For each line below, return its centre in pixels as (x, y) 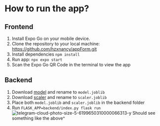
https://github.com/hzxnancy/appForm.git (54, 49)
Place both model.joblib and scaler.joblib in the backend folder (78, 102)
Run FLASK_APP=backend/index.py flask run (56, 108)
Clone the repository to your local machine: (56, 44)
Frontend (19, 27)
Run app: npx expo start (37, 59)
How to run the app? (47, 9)
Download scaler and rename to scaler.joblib (59, 97)
